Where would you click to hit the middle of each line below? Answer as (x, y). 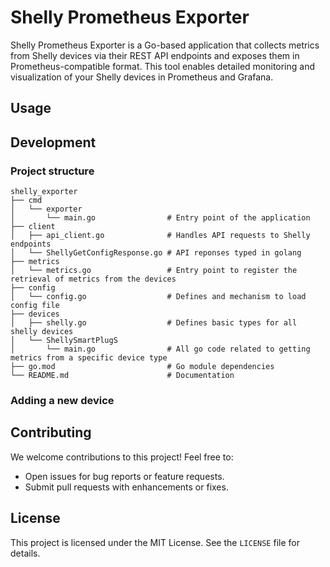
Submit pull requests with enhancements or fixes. (126, 487)
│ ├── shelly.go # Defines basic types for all (154, 323)
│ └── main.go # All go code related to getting (160, 349)
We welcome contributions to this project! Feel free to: (122, 457)
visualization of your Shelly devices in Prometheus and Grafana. (142, 77)
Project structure (52, 171)
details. (25, 553)
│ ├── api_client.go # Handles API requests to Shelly (160, 236)
